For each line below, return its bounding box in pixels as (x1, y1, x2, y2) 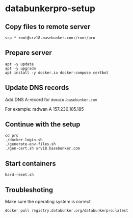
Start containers (5, 159, 56, 168)
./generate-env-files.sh (5, 142, 56, 147)
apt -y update (5, 62, 34, 67)
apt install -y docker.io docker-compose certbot (5, 70, 109, 75)
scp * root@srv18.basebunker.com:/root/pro (5, 35, 96, 40)
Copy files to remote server (5, 23, 91, 31)
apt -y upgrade (5, 66, 36, 71)
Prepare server (5, 48, 52, 57)
